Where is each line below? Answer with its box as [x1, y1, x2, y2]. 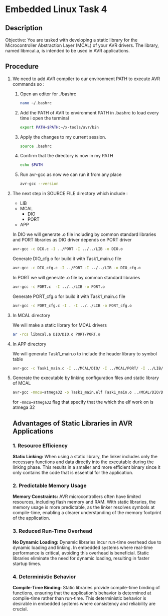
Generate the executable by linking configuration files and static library [12, 375, 159, 381]
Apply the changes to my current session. [20, 134, 106, 140]
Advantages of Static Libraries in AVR [12, 419, 133, 427]
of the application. [12, 515, 50, 521]
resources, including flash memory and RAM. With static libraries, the [12, 499, 156, 505]
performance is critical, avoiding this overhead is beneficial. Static [12, 549, 149, 556]
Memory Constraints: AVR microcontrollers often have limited [12, 494, 141, 500]
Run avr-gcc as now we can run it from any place [20, 171, 122, 177]
